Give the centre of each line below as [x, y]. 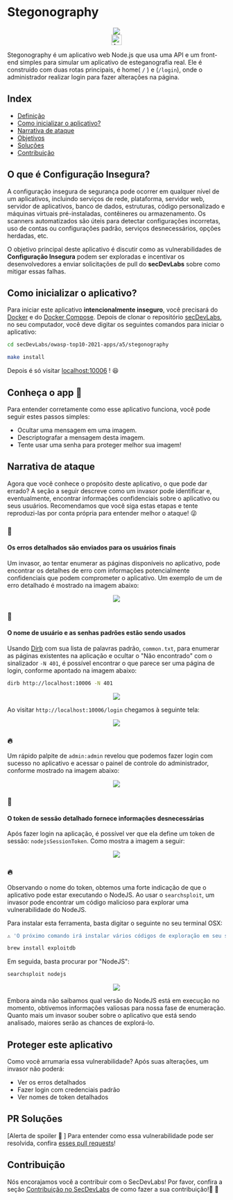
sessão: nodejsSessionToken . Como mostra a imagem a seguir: [96, 841]
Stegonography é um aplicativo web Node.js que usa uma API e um [103, 55]
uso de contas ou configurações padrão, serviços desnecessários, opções [114, 228]
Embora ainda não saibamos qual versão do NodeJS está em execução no [113, 1001]
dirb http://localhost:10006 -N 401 [60, 683]
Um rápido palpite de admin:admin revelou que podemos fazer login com [110, 756]
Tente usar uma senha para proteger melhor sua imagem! [99, 445]
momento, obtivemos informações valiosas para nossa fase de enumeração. [116, 1008]
